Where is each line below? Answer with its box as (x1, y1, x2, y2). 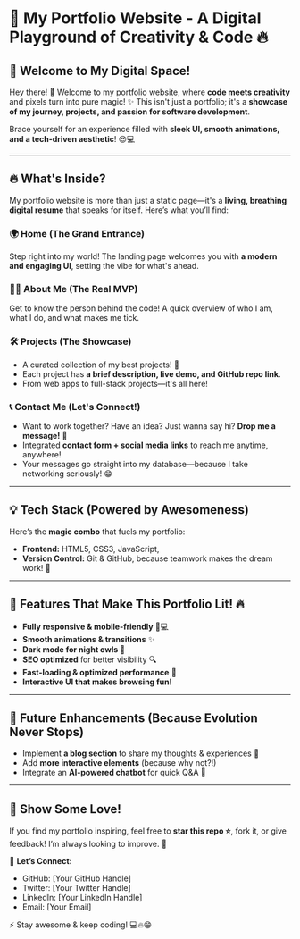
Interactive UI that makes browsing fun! (21, 676, 172, 687)
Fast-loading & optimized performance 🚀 (21, 667, 177, 677)
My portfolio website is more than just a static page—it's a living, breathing (9, 195, 287, 205)
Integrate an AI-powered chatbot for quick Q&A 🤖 (21, 767, 207, 778)
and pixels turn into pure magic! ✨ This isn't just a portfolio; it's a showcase (9, 96, 288, 106)
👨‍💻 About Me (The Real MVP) (9, 283, 138, 296)
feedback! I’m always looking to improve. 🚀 (9, 839, 167, 850)
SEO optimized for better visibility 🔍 (21, 654, 157, 665)
